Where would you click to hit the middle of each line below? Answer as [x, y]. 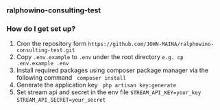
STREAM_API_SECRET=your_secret [61, 100]
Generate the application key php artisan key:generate [96, 85]
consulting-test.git [46, 50]
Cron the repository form [51, 44]
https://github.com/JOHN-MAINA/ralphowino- [151, 44]
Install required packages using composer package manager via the [112, 70]
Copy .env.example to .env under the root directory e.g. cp [100, 57]
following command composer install [71, 78]
